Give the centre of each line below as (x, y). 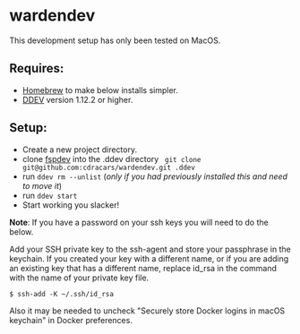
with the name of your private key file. (79, 278)
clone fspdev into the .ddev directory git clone (111, 158)
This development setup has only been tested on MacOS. (115, 40)
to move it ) (42, 185)
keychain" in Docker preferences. (71, 320)
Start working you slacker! (70, 205)
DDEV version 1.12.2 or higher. (77, 99)
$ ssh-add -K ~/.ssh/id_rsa (62, 294)
